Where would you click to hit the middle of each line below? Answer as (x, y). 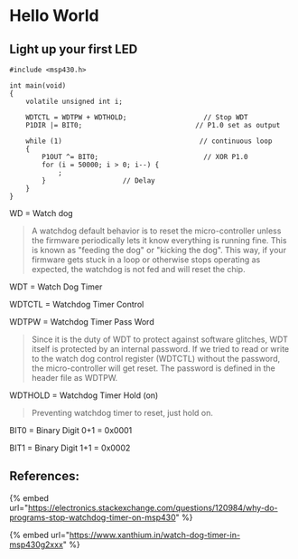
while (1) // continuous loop (149, 141)
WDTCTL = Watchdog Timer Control (77, 304)
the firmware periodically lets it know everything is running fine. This (159, 240)
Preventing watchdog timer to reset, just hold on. (122, 413)
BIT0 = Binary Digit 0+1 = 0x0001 (71, 430)
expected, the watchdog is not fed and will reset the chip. (138, 269)
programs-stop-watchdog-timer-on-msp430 (93, 517)
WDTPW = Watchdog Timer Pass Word (82, 322)
